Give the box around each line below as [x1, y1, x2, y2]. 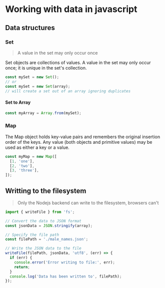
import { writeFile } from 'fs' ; [5, 209, 75, 214]
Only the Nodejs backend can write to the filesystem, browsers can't [17, 199, 159, 206]
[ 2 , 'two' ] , [9, 163, 35, 168]
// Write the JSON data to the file [5, 246, 81, 251]
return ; [14, 264, 30, 269]
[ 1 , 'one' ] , [9, 159, 35, 164]
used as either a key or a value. [5, 144, 70, 150]
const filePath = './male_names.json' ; [5, 237, 88, 242]
